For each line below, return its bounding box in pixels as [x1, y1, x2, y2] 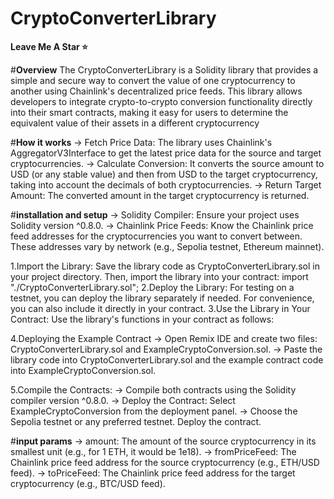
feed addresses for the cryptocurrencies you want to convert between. [10, 230, 303, 242]
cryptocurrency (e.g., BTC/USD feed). [10, 477, 166, 489]
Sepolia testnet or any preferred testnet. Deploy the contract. [10, 415, 262, 427]
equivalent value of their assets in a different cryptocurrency [10, 117, 260, 129]
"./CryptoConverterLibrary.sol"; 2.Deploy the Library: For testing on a [10, 281, 295, 293]
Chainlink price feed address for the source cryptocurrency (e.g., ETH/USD [10, 456, 320, 468]
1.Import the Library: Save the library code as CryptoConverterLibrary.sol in [10, 260, 320, 272]
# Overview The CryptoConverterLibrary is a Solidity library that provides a [10, 63, 319, 76]
